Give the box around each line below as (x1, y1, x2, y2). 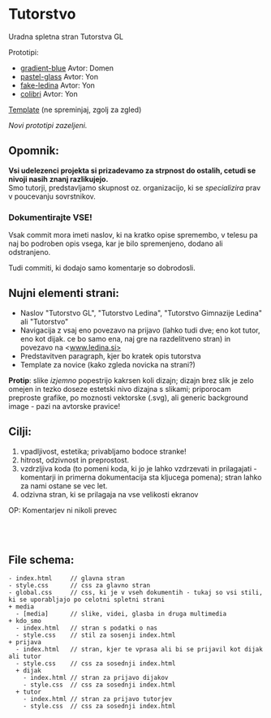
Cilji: (8, 425, 32, 439)
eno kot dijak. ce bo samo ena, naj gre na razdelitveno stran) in (19, 333, 231, 343)
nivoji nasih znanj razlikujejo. (8, 174, 109, 183)
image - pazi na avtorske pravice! (8, 401, 120, 411)
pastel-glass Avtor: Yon (19, 71, 99, 81)
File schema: (8, 553, 75, 567)
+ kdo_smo (8, 617, 42, 626)
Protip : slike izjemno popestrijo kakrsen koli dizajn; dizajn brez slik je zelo (8, 375, 254, 385)
